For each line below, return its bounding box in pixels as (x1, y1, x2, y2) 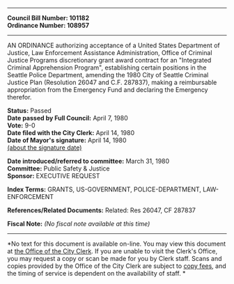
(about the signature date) (7, 143, 82, 152)
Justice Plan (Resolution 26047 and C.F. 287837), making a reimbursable (7, 78, 217, 86)
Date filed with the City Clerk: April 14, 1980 (7, 129, 135, 136)
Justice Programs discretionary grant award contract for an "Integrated (7, 56, 212, 64)
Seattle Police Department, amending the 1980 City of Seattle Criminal (7, 71, 209, 79)
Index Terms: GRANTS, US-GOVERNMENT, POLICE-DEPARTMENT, (7, 185, 202, 194)
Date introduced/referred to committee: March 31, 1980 (7, 157, 170, 165)
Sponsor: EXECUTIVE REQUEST (7, 172, 100, 180)
